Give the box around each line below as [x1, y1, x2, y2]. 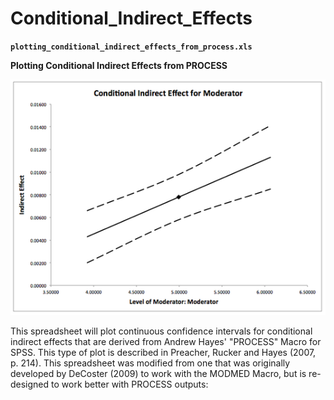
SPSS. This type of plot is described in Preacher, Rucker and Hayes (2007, [10, 347, 317, 359]
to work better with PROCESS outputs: [51, 378, 209, 391]
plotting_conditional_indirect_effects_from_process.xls [10, 42, 253, 52]
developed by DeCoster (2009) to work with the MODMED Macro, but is [10, 368, 307, 380]
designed [10, 378, 50, 391]
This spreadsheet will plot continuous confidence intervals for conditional [10, 325, 313, 337]
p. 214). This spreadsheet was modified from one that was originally [10, 357, 291, 369]
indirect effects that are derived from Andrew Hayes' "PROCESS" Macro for [10, 336, 322, 348]
